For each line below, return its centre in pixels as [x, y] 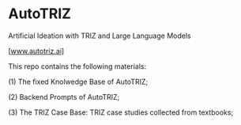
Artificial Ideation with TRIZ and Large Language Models [100, 36]
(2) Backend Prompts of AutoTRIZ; [64, 97]
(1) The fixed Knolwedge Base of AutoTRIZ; [78, 81]
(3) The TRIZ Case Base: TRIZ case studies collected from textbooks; [121, 112]
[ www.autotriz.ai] [36, 51]
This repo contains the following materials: [77, 66]
